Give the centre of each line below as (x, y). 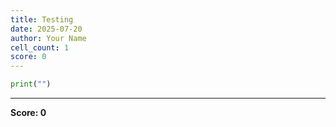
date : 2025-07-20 (46, 29)
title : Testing (42, 19)
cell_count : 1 (40, 47)
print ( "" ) (31, 84)
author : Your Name (48, 38)
